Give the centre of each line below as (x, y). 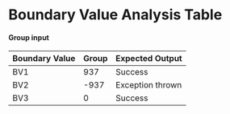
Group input (29, 37)
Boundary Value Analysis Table (115, 15)
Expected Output (149, 59)
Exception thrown (149, 85)
